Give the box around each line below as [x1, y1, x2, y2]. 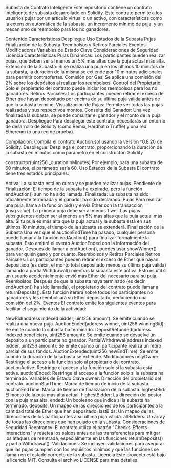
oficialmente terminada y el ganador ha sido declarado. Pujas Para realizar [5, 197, 162, 202]
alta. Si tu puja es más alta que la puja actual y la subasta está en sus [5, 218, 151, 225]
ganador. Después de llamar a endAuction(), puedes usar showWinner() [5, 246, 157, 252]
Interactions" [5, 430, 33, 436]
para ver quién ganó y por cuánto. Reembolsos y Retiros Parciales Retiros [5, 251, 160, 257]
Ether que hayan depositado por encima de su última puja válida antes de [5, 96, 160, 102]
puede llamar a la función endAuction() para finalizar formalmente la [5, 235, 149, 240]
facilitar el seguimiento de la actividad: [5, 306, 87, 312]
